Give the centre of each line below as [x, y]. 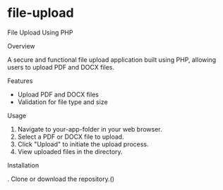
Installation [23, 165]
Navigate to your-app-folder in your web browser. [90, 129]
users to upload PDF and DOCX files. [61, 67]
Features [20, 81]
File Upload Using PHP [40, 32]
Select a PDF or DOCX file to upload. [71, 137]
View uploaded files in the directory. [70, 151]
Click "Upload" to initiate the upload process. [83, 144]
